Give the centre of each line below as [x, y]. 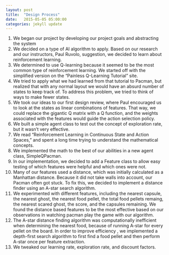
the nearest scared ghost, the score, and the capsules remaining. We [84, 204]
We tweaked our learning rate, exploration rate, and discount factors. [84, 247]
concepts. [23, 145]
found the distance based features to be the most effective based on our [88, 210]
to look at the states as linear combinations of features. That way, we [84, 108]
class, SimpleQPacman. [37, 156]
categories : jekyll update [34, 24]
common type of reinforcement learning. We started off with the [79, 71]
